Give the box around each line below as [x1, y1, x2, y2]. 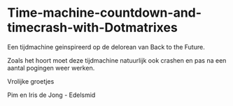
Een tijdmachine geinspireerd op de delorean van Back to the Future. [7, 43, 205, 51]
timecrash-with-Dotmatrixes [7, 20, 178, 36]
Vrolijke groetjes [7, 77, 55, 85]
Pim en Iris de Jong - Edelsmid [7, 91, 96, 99]
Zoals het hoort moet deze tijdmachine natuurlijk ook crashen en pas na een [7, 56, 227, 64]
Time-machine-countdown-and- [7, 5, 202, 21]
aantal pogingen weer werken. [7, 63, 95, 72]
